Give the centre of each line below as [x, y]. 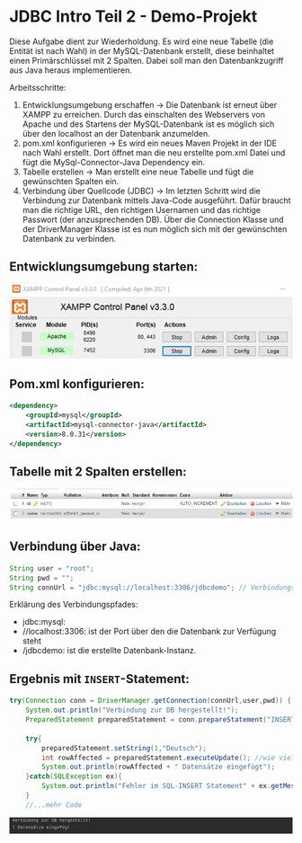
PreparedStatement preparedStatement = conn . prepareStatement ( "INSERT [160, 720]
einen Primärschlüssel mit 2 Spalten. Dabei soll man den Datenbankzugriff [147, 60]
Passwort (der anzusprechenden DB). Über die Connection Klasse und [153, 219]
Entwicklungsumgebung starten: [104, 267]
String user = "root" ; [52, 568]
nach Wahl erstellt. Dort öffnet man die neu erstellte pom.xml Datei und [154, 152]
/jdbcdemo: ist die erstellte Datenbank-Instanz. [109, 651]
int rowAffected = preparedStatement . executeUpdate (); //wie [159, 758]
